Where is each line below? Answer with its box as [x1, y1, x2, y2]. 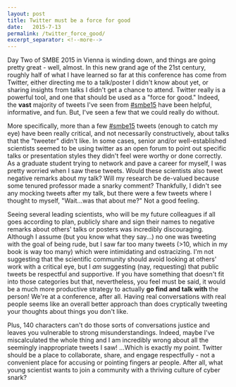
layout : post [7, 10, 46, 18]
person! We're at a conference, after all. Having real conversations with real [7, 293, 227, 301]
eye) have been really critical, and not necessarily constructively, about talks [7, 129, 230, 138]
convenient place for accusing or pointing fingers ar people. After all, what [7, 358, 223, 367]
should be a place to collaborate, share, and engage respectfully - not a [7, 351, 216, 360]
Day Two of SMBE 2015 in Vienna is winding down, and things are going [7, 56, 216, 64]
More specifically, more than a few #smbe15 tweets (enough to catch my [7, 122, 218, 130]
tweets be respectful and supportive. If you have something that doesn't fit [7, 270, 225, 279]
